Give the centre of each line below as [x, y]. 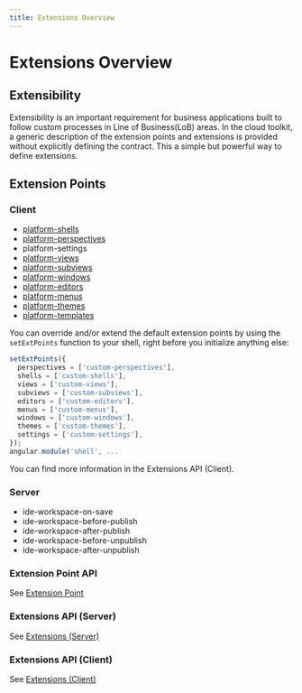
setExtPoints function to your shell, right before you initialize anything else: [149, 343]
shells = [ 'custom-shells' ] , [72, 376]
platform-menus [52, 296]
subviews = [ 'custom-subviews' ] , [80, 393]
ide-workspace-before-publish [80, 522]
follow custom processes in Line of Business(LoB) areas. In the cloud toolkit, [151, 126]
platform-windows [56, 277]
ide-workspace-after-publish [76, 531]
